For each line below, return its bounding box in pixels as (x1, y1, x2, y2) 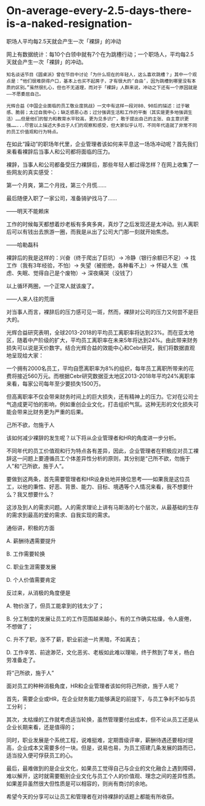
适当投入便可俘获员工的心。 (6, 752, 76, 759)
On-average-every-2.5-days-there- (6, 4, 192, 18)
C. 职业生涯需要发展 (6, 563, 57, 570)
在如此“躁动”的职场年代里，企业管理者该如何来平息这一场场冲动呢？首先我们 (6, 140, 198, 147)
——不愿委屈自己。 (6, 91, 44, 97)
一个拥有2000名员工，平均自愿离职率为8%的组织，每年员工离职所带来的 (6, 365, 189, 372)
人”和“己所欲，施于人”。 (6, 462, 67, 470)
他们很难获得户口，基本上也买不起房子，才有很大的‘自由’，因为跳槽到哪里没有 (22, 78, 192, 84)
